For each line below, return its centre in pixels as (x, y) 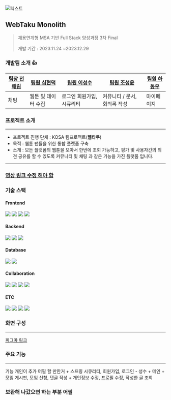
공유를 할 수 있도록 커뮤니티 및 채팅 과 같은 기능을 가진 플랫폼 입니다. (86, 156)
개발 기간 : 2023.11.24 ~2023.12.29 (53, 48)
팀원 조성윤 (122, 83)
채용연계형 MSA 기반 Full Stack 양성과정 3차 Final (68, 38)
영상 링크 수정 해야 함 (29, 175)
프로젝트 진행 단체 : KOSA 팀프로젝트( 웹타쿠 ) (57, 137)
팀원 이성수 (80, 83)
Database (16, 250)
